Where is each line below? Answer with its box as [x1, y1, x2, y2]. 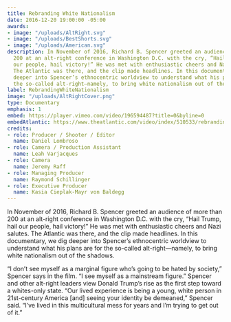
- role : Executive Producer [7, 183, 88, 189]
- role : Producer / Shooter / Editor [7, 131, 115, 138]
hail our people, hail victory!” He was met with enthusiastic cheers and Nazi [7, 222, 221, 231]
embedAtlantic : [7, 118, 51, 126]
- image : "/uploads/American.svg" [7, 42, 107, 49]
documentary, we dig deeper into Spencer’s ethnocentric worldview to [7, 237, 207, 245]
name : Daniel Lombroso [13, 138, 78, 145]
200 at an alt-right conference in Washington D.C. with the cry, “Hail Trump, [7, 215, 221, 223]
